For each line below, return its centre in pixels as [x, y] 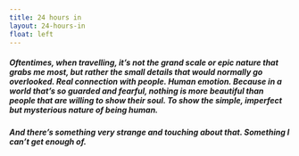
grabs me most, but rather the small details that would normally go [136, 71]
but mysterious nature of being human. [84, 110]
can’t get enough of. [48, 142]
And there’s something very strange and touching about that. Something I [149, 132]
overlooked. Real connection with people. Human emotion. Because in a [146, 81]
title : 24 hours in [46, 17]
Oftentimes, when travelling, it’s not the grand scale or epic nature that [144, 62]
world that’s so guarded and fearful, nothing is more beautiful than [137, 91]
